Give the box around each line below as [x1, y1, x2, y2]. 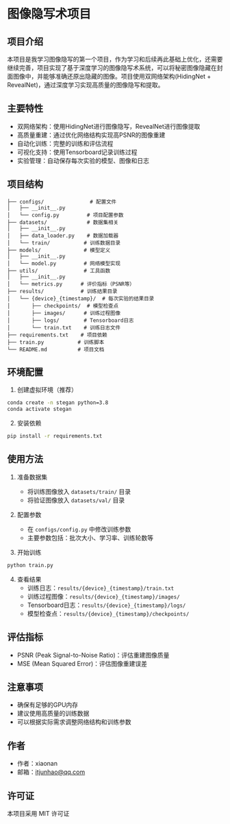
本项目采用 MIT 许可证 [7, 810, 70, 817]
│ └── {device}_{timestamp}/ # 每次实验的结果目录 [7, 295, 155, 302]
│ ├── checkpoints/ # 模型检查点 [7, 302, 118, 309]
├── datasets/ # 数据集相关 [7, 219, 118, 226]
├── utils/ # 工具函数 [7, 267, 111, 274]
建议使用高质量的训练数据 [16, 710, 90, 718]
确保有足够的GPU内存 [16, 701, 79, 709]
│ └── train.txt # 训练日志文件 [7, 324, 121, 331]
